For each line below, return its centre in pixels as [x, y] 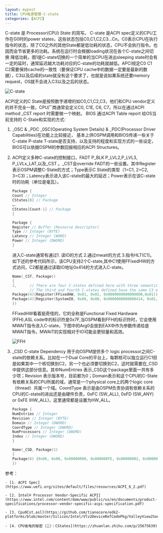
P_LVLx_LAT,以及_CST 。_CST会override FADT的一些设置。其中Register [84, 164]
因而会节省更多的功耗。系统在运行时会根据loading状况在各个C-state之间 [77, 51]
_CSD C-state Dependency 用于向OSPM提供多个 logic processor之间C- [83, 351]
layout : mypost [20, 9]
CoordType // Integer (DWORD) [43, 427]
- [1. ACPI [16, 482]
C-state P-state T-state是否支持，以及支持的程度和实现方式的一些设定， [84, 141]
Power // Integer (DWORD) [38, 241]
